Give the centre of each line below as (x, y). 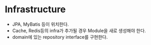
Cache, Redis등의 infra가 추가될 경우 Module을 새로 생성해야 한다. (79, 30)
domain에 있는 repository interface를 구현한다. (60, 37)
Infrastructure (35, 9)
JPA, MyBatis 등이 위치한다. (40, 24)
